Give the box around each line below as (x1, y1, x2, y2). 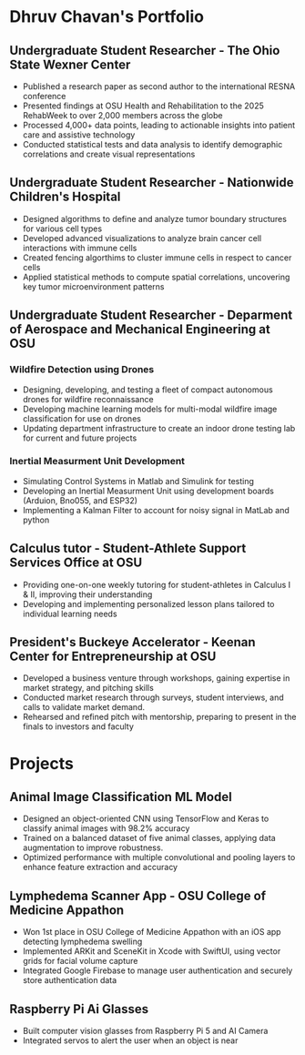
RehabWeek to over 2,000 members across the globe (22, 110, 223, 120)
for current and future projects (22, 432, 137, 443)
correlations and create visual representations (22, 148, 196, 159)
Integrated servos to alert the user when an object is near (22, 1035, 239, 1046)
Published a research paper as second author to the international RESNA (22, 81, 296, 92)
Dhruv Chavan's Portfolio (9, 6, 205, 27)
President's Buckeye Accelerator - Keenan (9, 634, 257, 650)
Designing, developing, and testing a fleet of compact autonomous (22, 384, 273, 395)
